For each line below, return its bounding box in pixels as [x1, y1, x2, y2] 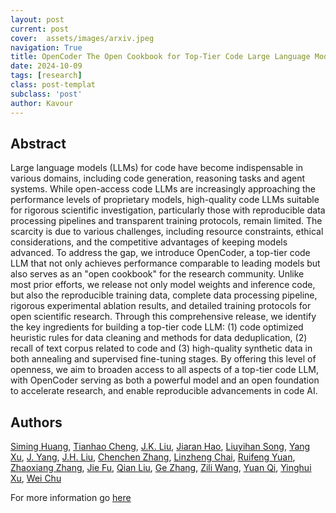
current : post [10, 24, 70, 34]
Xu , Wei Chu [10, 472, 62, 485]
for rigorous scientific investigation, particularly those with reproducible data [10, 204, 326, 216]
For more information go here [10, 492, 132, 504]
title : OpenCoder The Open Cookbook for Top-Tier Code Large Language [10, 52, 311, 62]
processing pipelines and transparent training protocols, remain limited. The [10, 215, 323, 227]
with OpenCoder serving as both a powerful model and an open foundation [10, 374, 320, 386]
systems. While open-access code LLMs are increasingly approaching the [10, 183, 316, 195]
